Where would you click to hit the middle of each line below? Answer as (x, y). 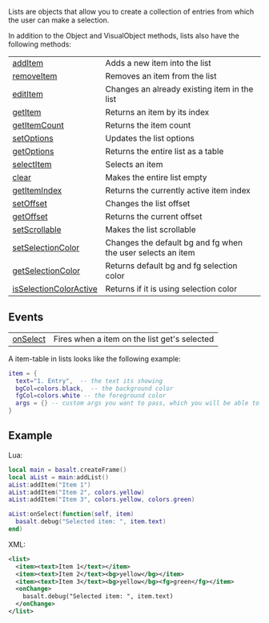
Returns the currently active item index (178, 190)
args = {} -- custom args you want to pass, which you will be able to (138, 403)
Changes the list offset (148, 204)
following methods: (40, 44)
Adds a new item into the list (159, 63)
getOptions (33, 151)
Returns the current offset (154, 216)
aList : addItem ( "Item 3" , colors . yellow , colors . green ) (102, 500)
